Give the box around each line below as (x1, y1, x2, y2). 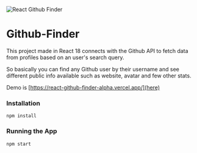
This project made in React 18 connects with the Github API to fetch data (6, 47, 188, 54)
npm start (6, 141, 32, 147)
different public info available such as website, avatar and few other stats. (6, 72, 192, 79)
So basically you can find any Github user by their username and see (6, 65, 180, 73)
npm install (6, 113, 37, 119)
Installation (6, 99, 41, 107)
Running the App (6, 127, 57, 135)
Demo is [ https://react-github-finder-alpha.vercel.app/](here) (6, 84, 160, 91)
